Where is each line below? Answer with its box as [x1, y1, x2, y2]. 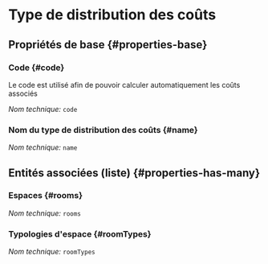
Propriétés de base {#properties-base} [8, 38, 208, 52]
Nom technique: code [8, 104, 78, 113]
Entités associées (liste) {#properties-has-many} [8, 166, 261, 179]
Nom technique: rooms [8, 208, 82, 218]
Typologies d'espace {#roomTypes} [8, 228, 152, 239]
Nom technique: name [8, 142, 78, 152]
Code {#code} [8, 62, 65, 73]
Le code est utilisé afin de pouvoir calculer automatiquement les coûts [8, 80, 241, 89]
